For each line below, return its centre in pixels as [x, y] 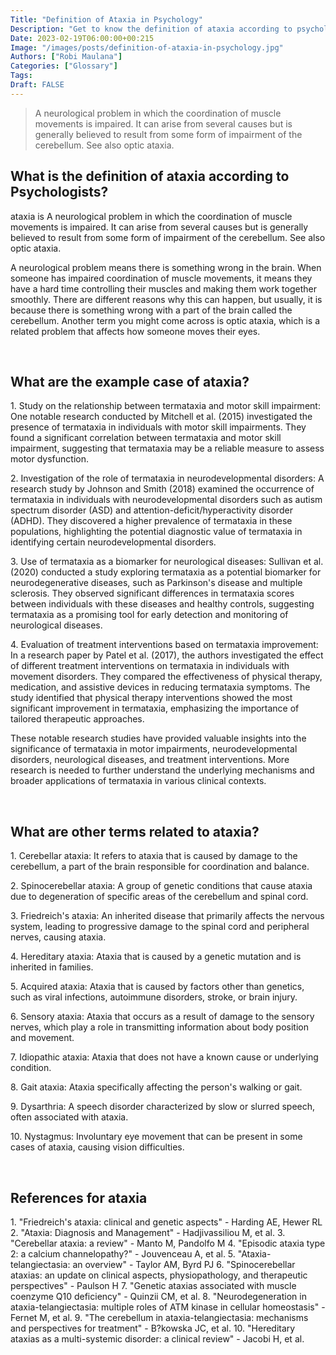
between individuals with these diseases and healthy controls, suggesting [162, 604]
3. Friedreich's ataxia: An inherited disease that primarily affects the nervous [167, 916]
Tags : [21, 76]
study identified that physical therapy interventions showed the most [151, 698]
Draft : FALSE [37, 85]
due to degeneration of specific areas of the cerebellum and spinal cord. [159, 897]
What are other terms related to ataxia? [135, 831]
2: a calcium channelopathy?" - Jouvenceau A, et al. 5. [123, 1254]
